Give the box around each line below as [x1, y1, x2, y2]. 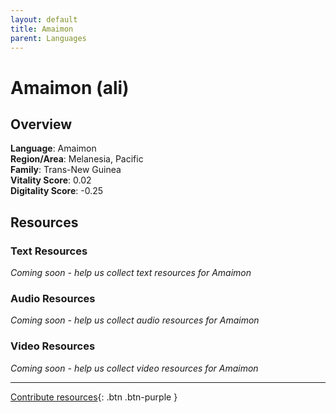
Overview [10, 116, 73, 133]
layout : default [10, 14, 78, 25]
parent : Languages [10, 33, 87, 43]
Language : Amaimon [10, 142, 97, 155]
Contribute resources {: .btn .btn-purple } [10, 391, 178, 403]
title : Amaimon [10, 24, 74, 34]
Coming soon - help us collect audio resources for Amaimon [10, 314, 260, 326]
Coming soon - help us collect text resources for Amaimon [10, 267, 252, 279]
